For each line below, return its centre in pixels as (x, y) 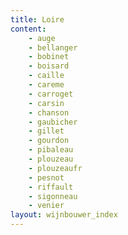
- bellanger (53, 47)
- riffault (51, 187)
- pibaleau (51, 150)
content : (28, 29)
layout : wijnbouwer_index (64, 215)
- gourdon (49, 141)
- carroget (51, 94)
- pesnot (46, 177)
